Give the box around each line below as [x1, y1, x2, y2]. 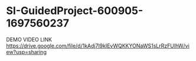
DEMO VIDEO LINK [6, 36, 53, 43]
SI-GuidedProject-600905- [6, 4, 143, 18]
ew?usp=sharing [6, 48, 47, 55]
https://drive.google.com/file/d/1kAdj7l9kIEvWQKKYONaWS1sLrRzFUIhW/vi [6, 42, 190, 49]
